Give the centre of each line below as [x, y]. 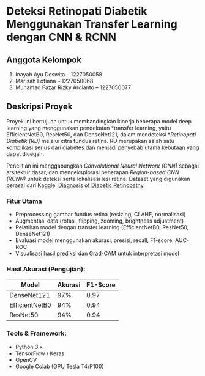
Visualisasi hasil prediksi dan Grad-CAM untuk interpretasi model [97, 253]
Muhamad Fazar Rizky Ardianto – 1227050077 [73, 87]
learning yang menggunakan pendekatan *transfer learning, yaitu [89, 128]
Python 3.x [29, 347]
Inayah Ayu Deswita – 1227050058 [59, 74]
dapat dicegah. [25, 153]
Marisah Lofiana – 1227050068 [54, 81]
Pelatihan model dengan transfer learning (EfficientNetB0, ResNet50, [102, 227]
